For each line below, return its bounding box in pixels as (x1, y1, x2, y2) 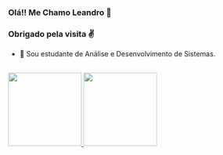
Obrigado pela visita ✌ (8, 28, 95, 39)
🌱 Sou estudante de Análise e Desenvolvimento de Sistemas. (19, 49, 216, 59)
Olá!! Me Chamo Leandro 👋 (8, 7, 112, 18)
